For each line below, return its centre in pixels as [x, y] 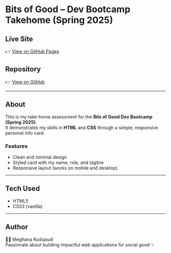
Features [17, 146]
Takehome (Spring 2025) [59, 20]
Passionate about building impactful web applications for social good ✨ [80, 244]
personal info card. [25, 133]
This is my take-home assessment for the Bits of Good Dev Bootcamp [79, 117]
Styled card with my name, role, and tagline [58, 162]
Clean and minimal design [40, 157]
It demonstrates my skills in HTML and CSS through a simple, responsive [82, 128]
